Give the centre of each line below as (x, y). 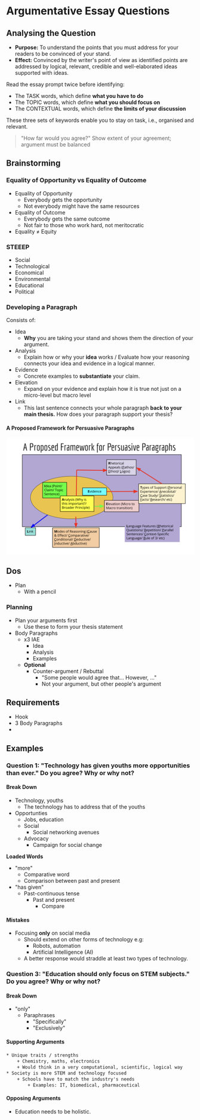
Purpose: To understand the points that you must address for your (97, 47)
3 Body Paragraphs (39, 723)
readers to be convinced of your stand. (63, 54)
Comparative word (47, 874)
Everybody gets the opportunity (63, 200)
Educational (29, 285)
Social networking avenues (66, 832)
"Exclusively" (49, 1028)
